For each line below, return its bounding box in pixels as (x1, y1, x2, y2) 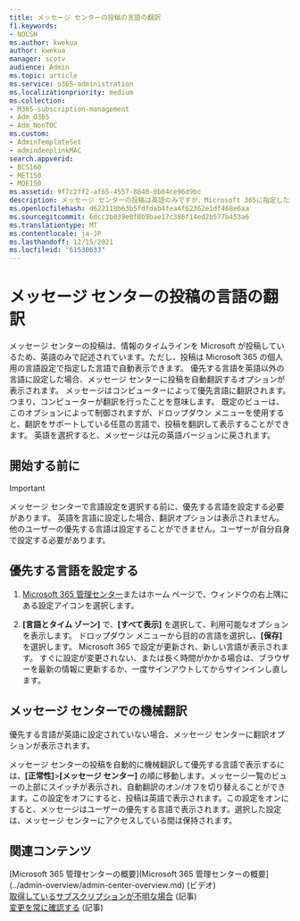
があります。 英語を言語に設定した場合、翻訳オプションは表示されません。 (9, 512, 285, 523)
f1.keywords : (9, 21, 58, 30)
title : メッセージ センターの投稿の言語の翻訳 (9, 13, 162, 22)
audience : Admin (9, 63, 70, 72)
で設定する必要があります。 (9, 534, 111, 545)
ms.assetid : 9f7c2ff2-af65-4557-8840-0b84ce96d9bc (9, 188, 202, 197)
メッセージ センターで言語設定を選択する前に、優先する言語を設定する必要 (9, 501, 285, 512)
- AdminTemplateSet (9, 138, 82, 147)
